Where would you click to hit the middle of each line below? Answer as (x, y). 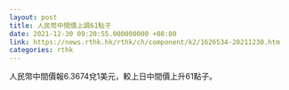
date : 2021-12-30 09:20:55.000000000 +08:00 (93, 34)
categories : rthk (41, 50)
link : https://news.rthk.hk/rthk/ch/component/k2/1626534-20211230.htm (144, 42)
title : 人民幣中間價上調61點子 (60, 26)
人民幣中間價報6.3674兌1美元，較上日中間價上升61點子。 (113, 77)
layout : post (33, 17)
